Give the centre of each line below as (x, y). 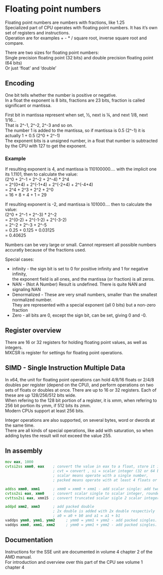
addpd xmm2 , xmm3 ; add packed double (50, 507)
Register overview (33, 331)
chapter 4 (15, 567)
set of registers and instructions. (38, 33)
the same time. (20, 425)
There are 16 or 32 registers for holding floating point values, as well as (76, 342)
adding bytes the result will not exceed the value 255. (58, 435)
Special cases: (20, 259)
